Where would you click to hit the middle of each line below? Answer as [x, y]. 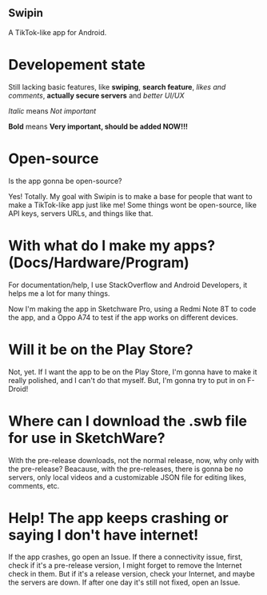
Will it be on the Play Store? [101, 349]
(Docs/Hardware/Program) [99, 262]
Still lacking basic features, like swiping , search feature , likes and [117, 86]
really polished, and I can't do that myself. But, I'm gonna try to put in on [127, 380]
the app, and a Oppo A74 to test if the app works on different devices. [123, 317]
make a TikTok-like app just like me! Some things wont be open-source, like [133, 205]
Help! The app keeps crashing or [119, 518]
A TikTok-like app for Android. [58, 32]
